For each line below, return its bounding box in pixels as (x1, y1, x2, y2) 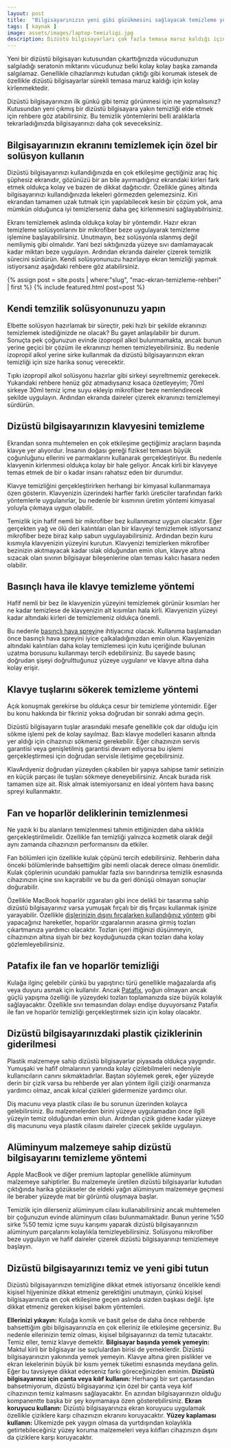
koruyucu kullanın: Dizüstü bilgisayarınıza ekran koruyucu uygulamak (7, 1404, 206, 1412)
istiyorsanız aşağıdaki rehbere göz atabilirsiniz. (7, 262, 140, 270)
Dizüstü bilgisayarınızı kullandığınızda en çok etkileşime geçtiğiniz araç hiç (7, 168, 218, 177)
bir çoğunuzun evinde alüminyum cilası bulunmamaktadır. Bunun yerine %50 (7, 1213, 224, 1221)
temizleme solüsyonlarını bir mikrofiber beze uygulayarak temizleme (7, 225, 200, 234)
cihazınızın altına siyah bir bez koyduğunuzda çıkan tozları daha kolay (7, 933, 204, 941)
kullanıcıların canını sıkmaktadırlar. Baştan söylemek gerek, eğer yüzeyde (7, 1072, 214, 1080)
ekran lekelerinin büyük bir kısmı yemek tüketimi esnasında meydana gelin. (7, 1360, 219, 1369)
